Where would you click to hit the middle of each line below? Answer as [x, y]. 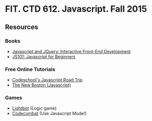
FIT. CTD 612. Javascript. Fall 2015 [76, 9]
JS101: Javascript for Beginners [44, 57]
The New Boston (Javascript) [41, 85]
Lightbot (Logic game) [34, 108]
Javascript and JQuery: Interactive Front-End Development [71, 51]
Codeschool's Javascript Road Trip [47, 80]
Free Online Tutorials [30, 69]
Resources [22, 27]
